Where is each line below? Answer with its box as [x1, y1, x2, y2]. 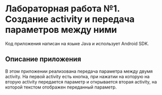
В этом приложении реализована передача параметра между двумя [5, 68, 153, 74]
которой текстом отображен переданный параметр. [5, 84, 117, 90]
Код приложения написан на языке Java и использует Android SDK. [5, 40, 150, 46]
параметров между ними [5, 24, 117, 35]
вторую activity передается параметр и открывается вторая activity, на [5, 79, 157, 85]
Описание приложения [5, 55, 81, 64]
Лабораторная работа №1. [5, 3, 120, 14]
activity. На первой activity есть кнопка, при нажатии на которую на [5, 73, 150, 80]
